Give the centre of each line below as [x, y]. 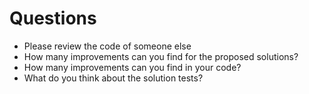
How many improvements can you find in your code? [132, 67]
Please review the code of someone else [107, 46]
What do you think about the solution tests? [113, 78]
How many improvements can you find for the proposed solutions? [161, 56]
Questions [53, 18]
